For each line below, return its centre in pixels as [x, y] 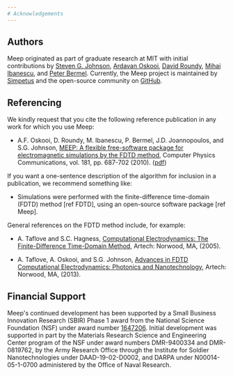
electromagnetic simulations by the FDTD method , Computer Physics [116, 155]
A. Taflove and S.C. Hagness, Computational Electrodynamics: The [113, 239]
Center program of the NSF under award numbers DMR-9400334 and [107, 343]
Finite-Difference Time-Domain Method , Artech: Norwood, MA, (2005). [119, 246]
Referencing [34, 103]
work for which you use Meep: [51, 127]
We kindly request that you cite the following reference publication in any [112, 120]
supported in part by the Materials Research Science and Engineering [107, 336]
